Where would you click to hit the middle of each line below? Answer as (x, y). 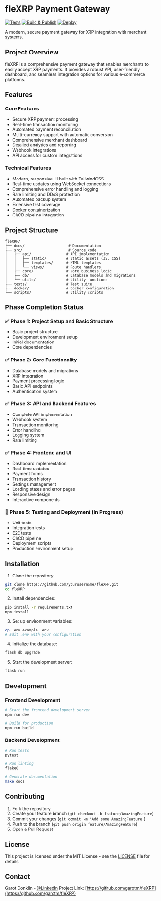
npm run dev (17, 714)
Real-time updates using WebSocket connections (62, 184)
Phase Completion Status (44, 307)
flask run (15, 671)
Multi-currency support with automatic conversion (63, 135)
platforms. (15, 79)
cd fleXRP (15, 589)
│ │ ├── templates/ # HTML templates (53, 263)
